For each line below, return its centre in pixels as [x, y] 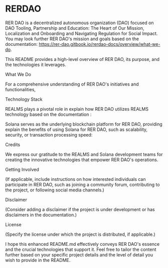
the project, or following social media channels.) [55, 190]
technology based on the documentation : [48, 114]
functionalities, [21, 89]
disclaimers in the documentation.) [41, 215]
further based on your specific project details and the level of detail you [79, 254]
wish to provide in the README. [38, 260]
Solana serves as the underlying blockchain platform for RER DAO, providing [84, 124]
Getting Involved [22, 169]
